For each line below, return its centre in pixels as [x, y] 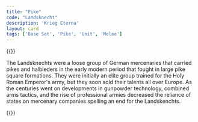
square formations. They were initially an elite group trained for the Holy [95, 76]
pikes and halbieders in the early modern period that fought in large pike [96, 69]
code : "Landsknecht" [32, 17]
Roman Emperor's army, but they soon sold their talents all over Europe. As [99, 82]
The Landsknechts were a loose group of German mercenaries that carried [99, 63]
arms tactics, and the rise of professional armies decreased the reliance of [99, 95]
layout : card [23, 29]
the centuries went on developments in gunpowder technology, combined [98, 88]
